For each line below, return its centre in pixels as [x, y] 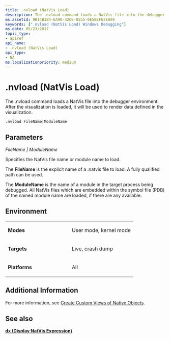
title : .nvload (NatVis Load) [37, 10]
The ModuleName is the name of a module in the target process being [79, 185]
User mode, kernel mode [102, 230]
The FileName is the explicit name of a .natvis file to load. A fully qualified [82, 169]
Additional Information [42, 290]
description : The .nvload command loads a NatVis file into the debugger [85, 15]
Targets [17, 249]
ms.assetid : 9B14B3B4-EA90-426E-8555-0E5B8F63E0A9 [60, 19]
